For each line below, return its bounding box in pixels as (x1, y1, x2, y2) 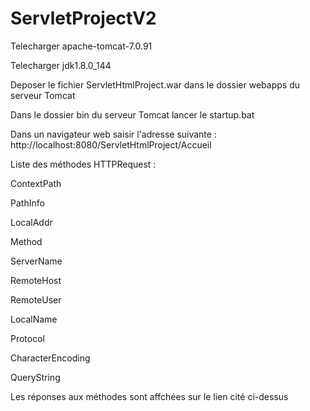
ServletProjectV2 (10, 7, 157, 30)
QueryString (10, 371, 61, 383)
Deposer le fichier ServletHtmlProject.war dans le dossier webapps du (10, 78, 300, 91)
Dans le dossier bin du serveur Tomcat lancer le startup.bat (10, 108, 255, 121)
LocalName (10, 313, 58, 325)
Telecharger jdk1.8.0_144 (10, 59, 112, 71)
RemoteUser (10, 293, 62, 306)
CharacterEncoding (10, 352, 91, 364)
